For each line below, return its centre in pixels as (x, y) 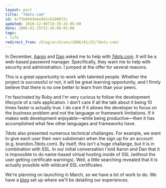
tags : (11, 33)
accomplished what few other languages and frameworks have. (71, 123)
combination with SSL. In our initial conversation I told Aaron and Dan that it (83, 149)
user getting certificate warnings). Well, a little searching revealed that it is (82, 160)
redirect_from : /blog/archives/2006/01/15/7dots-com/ (62, 42)
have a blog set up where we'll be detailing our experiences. (67, 180)
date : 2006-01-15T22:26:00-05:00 (40, 28)
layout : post (19, 10)
